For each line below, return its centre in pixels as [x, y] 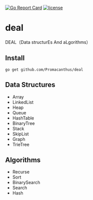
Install [15, 58]
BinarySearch [26, 183]
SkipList [20, 134]
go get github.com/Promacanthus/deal [44, 70]
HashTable [23, 118]
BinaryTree [23, 123]
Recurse [21, 172]
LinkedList [23, 102]
